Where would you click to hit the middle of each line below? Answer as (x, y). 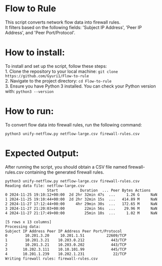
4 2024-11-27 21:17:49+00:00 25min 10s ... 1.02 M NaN (81, 213)
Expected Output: (42, 153)
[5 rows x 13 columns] (28, 222)
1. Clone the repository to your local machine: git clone (62, 71)
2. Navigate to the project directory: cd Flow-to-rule (58, 81)
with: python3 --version (30, 91)
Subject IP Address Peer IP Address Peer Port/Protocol (64, 231)
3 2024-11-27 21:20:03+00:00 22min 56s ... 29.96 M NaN (81, 208)
